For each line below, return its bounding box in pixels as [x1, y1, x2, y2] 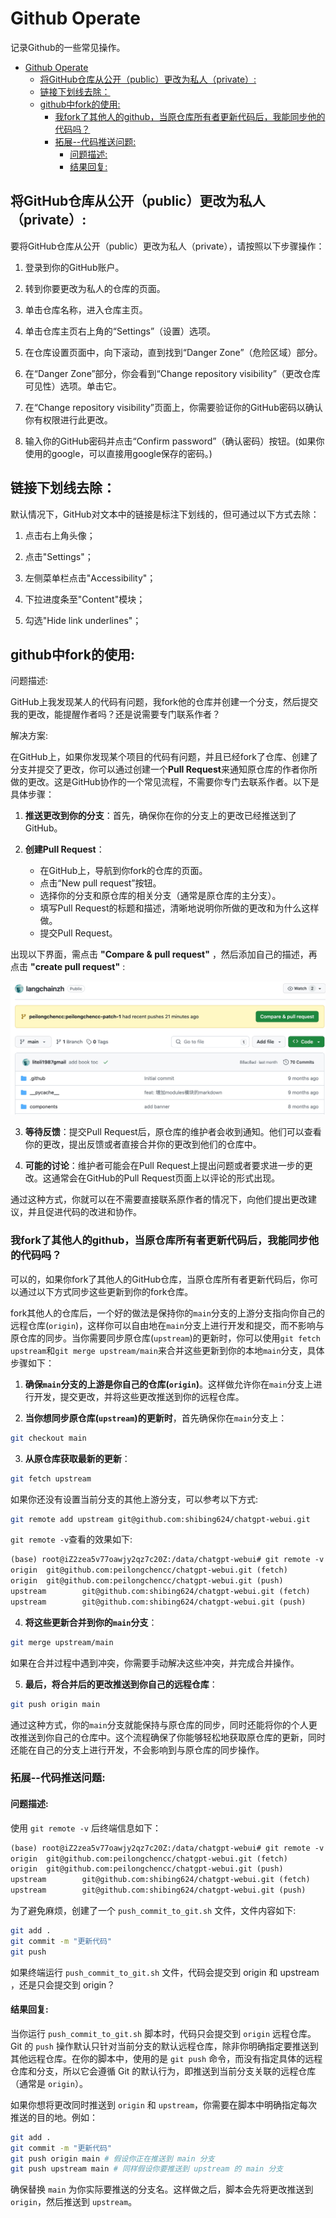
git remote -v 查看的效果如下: [10, 1533, 133, 1546]
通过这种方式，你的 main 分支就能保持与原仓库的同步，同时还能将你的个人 [10, 1718, 309, 1731]
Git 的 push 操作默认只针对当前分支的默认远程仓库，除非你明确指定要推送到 [10, 2040, 319, 2052]
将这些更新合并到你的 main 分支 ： [24, 1616, 158, 1628]
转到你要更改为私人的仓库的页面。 [24, 282, 166, 294]
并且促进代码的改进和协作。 [27, 1206, 142, 1218]
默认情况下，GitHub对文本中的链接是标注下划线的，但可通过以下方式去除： [10, 508, 320, 520]
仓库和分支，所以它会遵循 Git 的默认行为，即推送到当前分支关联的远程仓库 [10, 2065, 317, 2077]
